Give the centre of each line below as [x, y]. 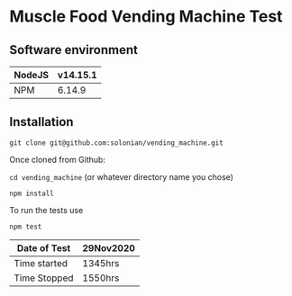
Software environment [73, 50]
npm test [26, 227]
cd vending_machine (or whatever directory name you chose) [122, 176]
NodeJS [32, 75]
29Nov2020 [109, 247]
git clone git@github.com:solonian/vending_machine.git [116, 143]
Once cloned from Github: [58, 159]
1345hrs [101, 263]
